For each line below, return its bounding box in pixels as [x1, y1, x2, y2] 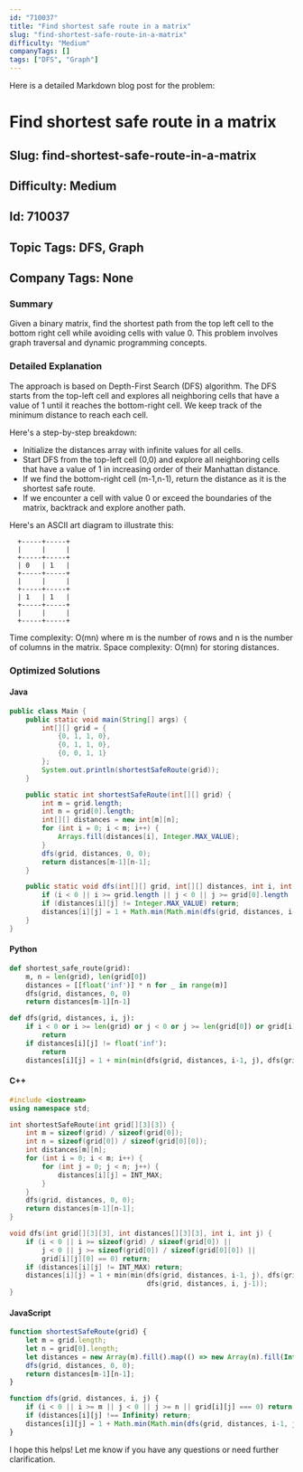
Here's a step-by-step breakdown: [9, 427, 138, 438]
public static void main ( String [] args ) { [25, 715, 188, 724]
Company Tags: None [9, 270, 133, 286]
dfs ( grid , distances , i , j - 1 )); [146, 1279, 269, 1288]
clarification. [9, 1453, 56, 1465]
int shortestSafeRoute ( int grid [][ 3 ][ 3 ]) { [9, 1120, 176, 1129]
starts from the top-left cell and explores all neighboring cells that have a [9, 390, 280, 401]
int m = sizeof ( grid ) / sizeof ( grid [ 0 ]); [25, 1128, 183, 1137]
